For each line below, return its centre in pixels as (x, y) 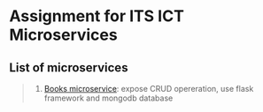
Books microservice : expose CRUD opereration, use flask (149, 89)
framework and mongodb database (108, 98)
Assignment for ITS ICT (97, 16)
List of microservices (69, 67)
